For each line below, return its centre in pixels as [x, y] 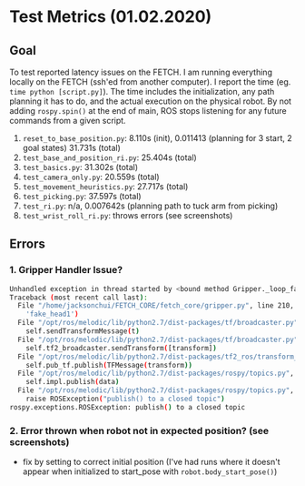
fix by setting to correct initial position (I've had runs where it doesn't [151, 462]
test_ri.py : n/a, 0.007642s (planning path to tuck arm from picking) [150, 206]
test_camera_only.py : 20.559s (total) [91, 177]
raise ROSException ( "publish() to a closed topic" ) [125, 399]
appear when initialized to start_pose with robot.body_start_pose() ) [150, 471]
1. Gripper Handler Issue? [66, 270]
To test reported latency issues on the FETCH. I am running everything [141, 72]
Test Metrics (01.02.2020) [111, 17]
